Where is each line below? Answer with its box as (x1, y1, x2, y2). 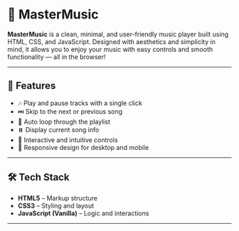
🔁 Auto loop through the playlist (17, 117, 110, 126)
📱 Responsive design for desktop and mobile (17, 143, 149, 151)
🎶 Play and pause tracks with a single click (17, 99, 142, 107)
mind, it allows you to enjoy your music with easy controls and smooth (7, 45, 213, 53)
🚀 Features (7, 80, 56, 92)
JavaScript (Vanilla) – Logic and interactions (17, 209, 149, 217)
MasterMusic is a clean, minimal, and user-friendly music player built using (7, 30, 229, 38)
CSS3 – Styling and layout (17, 201, 95, 210)
